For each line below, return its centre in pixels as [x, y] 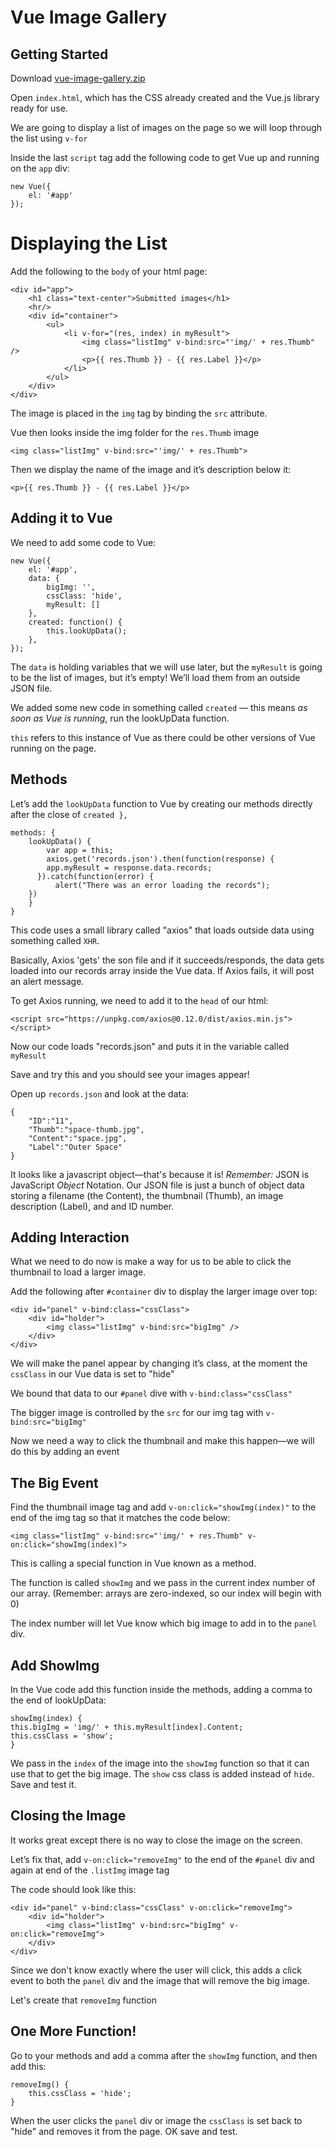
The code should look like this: [73, 1889]
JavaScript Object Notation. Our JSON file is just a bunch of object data [157, 1185]
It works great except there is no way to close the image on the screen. [156, 1840]
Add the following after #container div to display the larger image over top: [164, 1292]
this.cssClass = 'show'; [62, 1736]
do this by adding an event [65, 1452]
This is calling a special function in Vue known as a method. [133, 1563]
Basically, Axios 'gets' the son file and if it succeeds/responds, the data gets [167, 960]
